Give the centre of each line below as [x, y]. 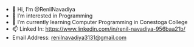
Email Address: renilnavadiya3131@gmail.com [69, 37]
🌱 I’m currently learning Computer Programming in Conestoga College [100, 22]
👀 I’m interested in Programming [52, 16]
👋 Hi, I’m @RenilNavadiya [44, 9]
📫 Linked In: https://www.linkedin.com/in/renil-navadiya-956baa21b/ [99, 29]
